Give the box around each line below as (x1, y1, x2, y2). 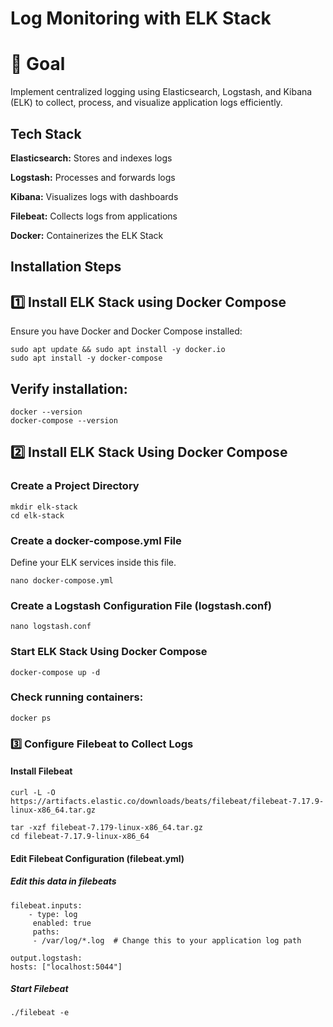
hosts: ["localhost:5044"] (10, 962, 123, 972)
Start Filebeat (10, 983, 69, 995)
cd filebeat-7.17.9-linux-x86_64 (10, 831, 150, 841)
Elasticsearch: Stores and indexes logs (10, 152, 173, 164)
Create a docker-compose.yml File (10, 533, 182, 547)
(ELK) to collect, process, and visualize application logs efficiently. (10, 97, 283, 109)
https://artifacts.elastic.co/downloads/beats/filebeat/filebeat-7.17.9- (10, 796, 325, 806)
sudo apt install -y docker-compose (10, 353, 163, 364)
